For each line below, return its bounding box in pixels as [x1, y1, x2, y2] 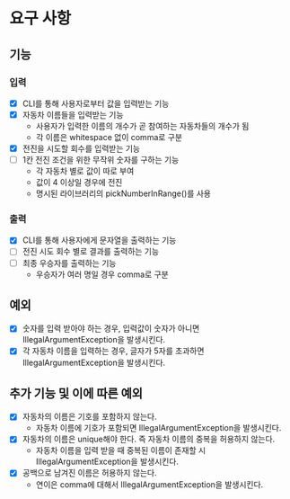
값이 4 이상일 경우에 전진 [35, 177, 123, 188]
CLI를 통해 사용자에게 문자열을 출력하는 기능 [22, 235, 177, 245]
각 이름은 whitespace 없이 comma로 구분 [35, 132, 182, 142]
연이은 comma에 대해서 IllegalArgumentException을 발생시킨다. [35, 478, 264, 490]
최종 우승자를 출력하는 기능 [22, 257, 117, 268]
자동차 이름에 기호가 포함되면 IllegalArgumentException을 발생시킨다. [35, 423, 282, 433]
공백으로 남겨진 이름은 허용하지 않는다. [22, 468, 157, 478]
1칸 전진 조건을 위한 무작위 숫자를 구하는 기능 [22, 155, 180, 165]
